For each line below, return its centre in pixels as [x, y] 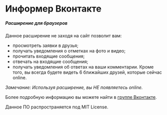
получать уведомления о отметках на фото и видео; [69, 51]
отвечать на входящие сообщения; [50, 62]
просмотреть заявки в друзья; [45, 45]
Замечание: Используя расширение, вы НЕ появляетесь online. [74, 88]
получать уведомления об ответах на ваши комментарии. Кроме [83, 67]
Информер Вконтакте [53, 9]
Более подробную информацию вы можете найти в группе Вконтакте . [81, 97]
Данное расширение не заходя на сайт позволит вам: [64, 36]
